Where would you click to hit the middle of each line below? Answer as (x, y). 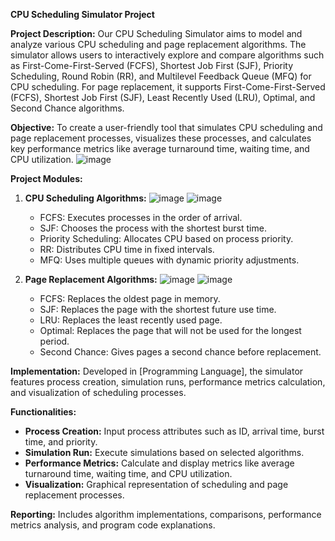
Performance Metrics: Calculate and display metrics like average (159, 463)
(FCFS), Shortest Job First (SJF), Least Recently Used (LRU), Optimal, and (163, 97)
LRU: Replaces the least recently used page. (131, 320)
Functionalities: (43, 412)
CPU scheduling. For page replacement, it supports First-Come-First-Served (168, 87)
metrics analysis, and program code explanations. (113, 525)
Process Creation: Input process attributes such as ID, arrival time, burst (174, 431)
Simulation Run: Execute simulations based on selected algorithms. (164, 452)
